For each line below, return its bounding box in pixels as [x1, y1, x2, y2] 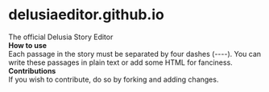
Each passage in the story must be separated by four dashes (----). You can [8, 49, 262, 58]
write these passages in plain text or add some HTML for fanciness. [8, 58, 234, 67]
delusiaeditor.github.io [8, 6, 165, 24]
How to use [8, 40, 47, 50]
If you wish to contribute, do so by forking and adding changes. [8, 74, 219, 84]
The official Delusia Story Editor [8, 32, 114, 42]
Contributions [8, 66, 56, 75]
